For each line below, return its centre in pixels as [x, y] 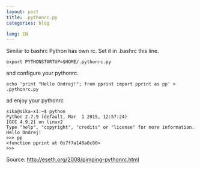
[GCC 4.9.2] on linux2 [35, 122]
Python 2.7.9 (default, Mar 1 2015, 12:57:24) [67, 117]
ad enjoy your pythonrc [35, 100]
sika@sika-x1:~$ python [36, 112]
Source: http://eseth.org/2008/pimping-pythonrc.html [73, 159]
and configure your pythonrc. [43, 73]
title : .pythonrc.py [32, 17]
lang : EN [17, 34]
